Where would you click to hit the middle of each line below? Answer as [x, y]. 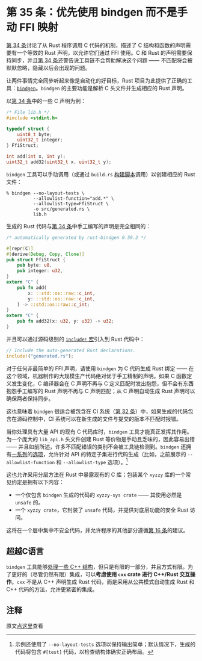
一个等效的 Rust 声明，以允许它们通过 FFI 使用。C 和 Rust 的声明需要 [102, 52]
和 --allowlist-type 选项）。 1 [92, 461]
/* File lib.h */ [28, 112]
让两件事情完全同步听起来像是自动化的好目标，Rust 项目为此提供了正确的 [97, 80]
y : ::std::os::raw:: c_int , [62, 299]
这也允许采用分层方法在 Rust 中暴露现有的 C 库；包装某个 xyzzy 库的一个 [96, 475]
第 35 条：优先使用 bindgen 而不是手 [97, 12]
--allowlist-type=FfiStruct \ [71, 203]
